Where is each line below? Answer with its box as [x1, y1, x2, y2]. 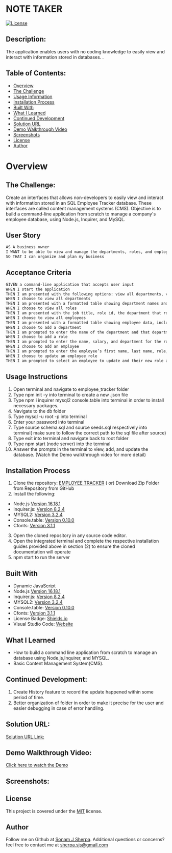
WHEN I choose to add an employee [6, 344, 80, 349]
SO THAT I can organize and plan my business [6, 254, 104, 260]
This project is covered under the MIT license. [6, 808, 103, 814]
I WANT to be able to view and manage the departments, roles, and [6, 249, 153, 254]
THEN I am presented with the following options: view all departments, [6, 291, 164, 296]
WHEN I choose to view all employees [6, 315, 86, 321]
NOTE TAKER [6, 3, 63, 15]
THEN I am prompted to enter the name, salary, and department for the [6, 339, 161, 344]
